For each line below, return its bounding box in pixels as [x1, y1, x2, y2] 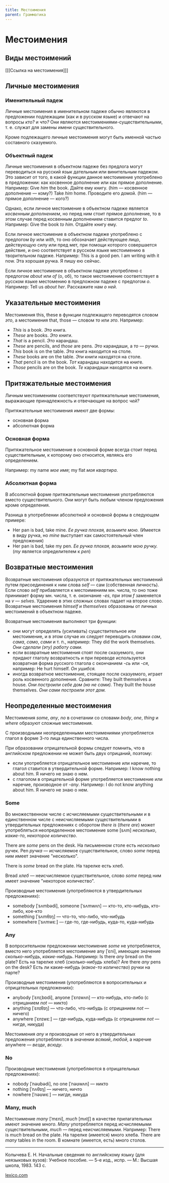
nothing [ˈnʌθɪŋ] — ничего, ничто [12, 1086, 82, 1092]
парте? [5, 969, 20, 975]
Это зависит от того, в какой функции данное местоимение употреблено [5, 174, 162, 180]
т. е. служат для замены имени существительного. [5, 124, 115, 131]
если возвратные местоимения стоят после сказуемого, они [12, 649, 144, 655]
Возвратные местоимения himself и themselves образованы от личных [5, 603, 157, 609]
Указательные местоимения [5, 298, 101, 307]
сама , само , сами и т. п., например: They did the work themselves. [12, 639, 155, 645]
